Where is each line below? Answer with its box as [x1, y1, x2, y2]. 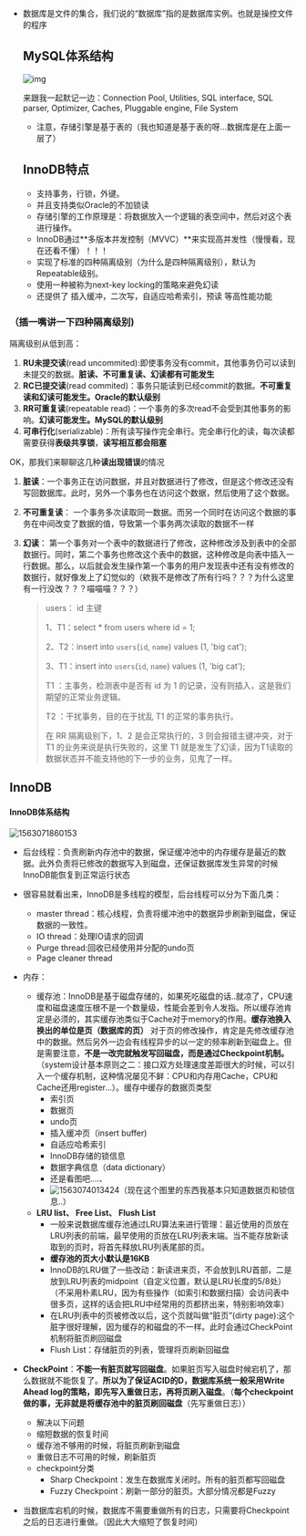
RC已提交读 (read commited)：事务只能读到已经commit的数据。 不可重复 [22, 379, 292, 390]
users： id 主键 [45, 602, 102, 613]
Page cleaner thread [36, 952, 113, 963]
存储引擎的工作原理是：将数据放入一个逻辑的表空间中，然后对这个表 [36, 211, 292, 222]
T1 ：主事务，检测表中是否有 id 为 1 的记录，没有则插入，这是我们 [45, 680, 291, 690]
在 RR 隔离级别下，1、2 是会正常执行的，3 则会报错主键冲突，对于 [45, 730, 294, 741]
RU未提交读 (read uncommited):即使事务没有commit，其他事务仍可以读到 [22, 357, 296, 368]
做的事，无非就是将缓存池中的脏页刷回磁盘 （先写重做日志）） [22, 1397, 250, 1408]
